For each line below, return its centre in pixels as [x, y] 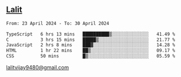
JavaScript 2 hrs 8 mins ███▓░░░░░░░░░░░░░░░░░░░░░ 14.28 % [91, 45]
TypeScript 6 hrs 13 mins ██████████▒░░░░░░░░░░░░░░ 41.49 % [91, 34]
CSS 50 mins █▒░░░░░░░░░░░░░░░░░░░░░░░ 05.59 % [91, 56]
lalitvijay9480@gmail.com [37, 68]
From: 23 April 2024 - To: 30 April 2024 [58, 23]
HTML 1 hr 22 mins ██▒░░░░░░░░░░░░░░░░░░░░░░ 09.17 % [91, 51]
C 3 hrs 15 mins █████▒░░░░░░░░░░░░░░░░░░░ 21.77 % [91, 40]
